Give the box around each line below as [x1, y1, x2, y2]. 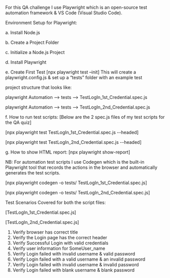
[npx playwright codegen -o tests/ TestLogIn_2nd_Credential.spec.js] [5, 190, 150, 195]
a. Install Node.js [5, 30, 40, 35]
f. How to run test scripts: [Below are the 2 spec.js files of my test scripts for [5, 114, 165, 120]
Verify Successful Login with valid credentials [12, 240, 108, 246]
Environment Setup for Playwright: [5, 20, 77, 26]
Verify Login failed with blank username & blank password [12, 267, 135, 273]
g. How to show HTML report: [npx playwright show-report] [5, 149, 131, 155]
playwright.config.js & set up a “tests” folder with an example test [5, 74, 143, 81]
